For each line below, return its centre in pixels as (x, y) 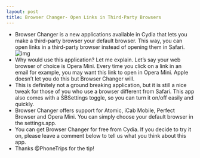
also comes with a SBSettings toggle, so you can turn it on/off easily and (104, 97)
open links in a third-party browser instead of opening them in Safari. (100, 47)
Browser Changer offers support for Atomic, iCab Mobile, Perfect (95, 110)
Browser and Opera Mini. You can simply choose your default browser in (104, 116)
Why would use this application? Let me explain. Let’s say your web (98, 60)
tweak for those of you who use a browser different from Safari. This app (104, 91)
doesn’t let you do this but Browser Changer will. (75, 79)
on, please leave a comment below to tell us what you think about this (100, 135)
